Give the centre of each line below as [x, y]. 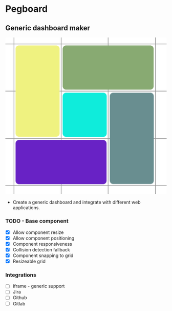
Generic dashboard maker [48, 28]
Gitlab [19, 303]
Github [20, 298]
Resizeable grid [29, 261]
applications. [26, 208]
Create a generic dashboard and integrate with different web [77, 202]
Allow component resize [38, 232]
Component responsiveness [42, 244]
